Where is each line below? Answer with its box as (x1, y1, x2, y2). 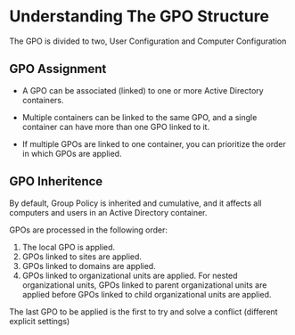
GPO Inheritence (9, 174, 103, 189)
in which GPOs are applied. (21, 148, 122, 159)
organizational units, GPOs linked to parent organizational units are (21, 279, 267, 290)
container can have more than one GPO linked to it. (21, 121, 210, 132)
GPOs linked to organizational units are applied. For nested (21, 270, 238, 281)
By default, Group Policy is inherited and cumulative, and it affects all (9, 198, 262, 208)
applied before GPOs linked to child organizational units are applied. (21, 289, 272, 299)
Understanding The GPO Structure (9, 6, 270, 27)
